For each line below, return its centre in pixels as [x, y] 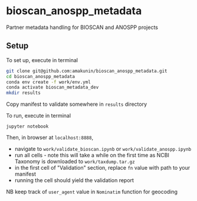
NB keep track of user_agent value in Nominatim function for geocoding [92, 192]
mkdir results [24, 93]
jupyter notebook [27, 127]
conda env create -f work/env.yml [49, 82]
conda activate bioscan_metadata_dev [52, 87]
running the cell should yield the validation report [74, 180]
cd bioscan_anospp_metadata [41, 76]
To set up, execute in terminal [42, 60]
